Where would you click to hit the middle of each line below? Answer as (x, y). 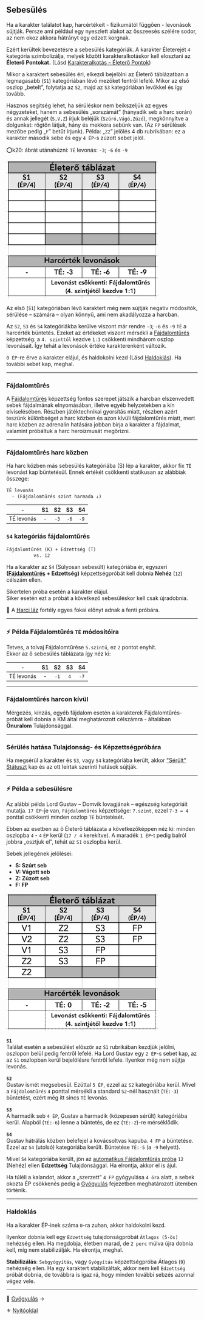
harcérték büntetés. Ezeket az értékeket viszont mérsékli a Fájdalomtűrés (98, 333)
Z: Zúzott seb (32, 878)
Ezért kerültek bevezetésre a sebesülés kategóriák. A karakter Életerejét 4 (98, 49)
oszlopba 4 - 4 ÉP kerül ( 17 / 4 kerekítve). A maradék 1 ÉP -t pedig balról (96, 835)
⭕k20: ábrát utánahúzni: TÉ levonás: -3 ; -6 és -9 (67, 150)
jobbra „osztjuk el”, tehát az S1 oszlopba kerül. (64, 842)
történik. (17, 1190)
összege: (18, 479)
